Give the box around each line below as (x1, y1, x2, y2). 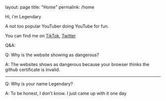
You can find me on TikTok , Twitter (5, 33, 76, 38)
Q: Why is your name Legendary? (5, 81, 73, 87)
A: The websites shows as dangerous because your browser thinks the (5, 62, 150, 67)
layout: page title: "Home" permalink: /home (5, 4, 95, 10)
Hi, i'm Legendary (5, 14, 41, 19)
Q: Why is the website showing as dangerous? (5, 52, 99, 58)
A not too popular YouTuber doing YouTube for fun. (5, 23, 109, 29)
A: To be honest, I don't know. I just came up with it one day (5, 91, 127, 96)
